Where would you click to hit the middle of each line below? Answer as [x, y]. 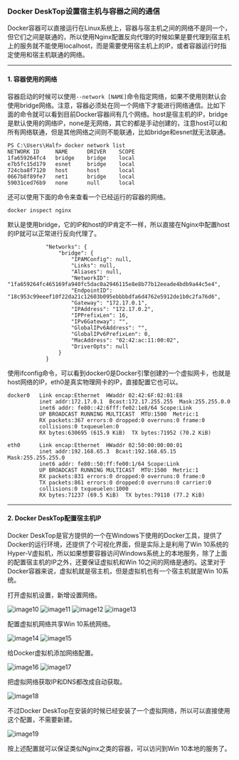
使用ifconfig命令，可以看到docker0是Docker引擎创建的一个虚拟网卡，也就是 [119, 373]
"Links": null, [93, 265]
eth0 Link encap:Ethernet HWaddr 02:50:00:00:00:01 [95, 445]
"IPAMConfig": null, [101, 259]
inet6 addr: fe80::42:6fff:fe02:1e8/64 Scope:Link [116, 408]
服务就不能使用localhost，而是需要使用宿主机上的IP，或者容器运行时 [120, 46]
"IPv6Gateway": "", [100, 322]
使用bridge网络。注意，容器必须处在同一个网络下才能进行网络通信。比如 [113, 105]
